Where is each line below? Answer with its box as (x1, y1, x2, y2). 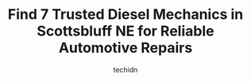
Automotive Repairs (58, 39, 193, 57)
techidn (113, 64, 138, 74)
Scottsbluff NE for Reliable (37, 22, 214, 40)
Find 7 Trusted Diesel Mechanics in (7, 6, 244, 24)
